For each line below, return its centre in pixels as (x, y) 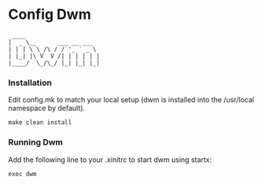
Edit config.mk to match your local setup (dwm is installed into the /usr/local (131, 100)
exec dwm (22, 174)
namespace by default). (46, 109)
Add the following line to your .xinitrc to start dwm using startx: (110, 160)
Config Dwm (50, 15)
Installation (30, 83)
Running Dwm (35, 142)
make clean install (40, 123)
